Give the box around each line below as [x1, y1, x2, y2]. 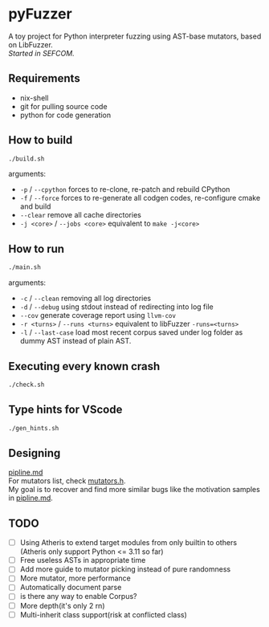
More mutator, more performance [19, 573, 131, 583]
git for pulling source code [19, 101, 108, 111]
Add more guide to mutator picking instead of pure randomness [19, 564, 231, 574]
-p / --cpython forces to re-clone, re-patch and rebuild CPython [19, 185, 230, 194]
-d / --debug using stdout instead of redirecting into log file [19, 302, 214, 311]
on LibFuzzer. [8, 39, 54, 49]
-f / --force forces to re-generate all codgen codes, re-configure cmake [19, 193, 261, 203]
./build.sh [8, 154, 45, 163]
